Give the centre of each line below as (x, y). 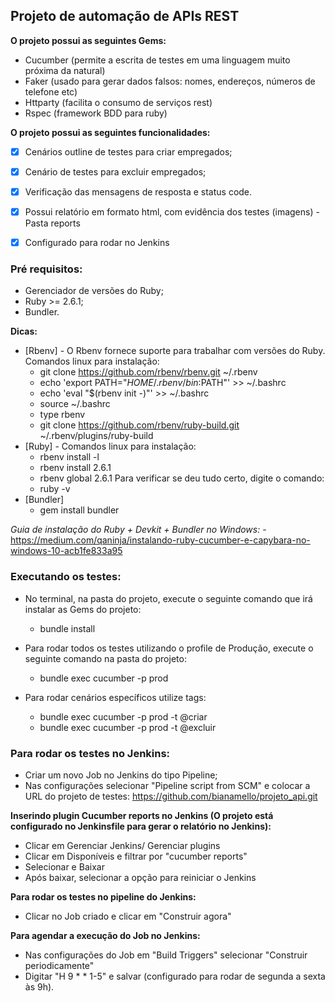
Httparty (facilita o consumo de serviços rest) (118, 102)
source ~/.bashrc (75, 404)
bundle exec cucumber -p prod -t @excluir (128, 727)
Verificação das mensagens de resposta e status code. (138, 191)
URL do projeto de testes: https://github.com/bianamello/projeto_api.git (171, 796)
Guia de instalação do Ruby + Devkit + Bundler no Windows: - (138, 530)
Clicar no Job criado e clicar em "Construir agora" (128, 916)
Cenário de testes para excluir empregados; (115, 171)
